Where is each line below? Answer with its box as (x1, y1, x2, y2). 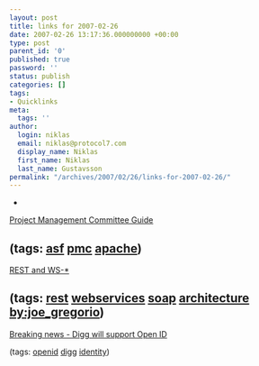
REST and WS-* (9, 265, 70, 276)
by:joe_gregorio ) (9, 305, 105, 320)
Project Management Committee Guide (9, 215, 154, 225)
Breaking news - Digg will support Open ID (9, 328, 168, 339)
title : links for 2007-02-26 (9, 22, 119, 31)
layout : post (9, 13, 58, 23)
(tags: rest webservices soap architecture (9, 290, 250, 307)
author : (9, 123, 39, 132)
